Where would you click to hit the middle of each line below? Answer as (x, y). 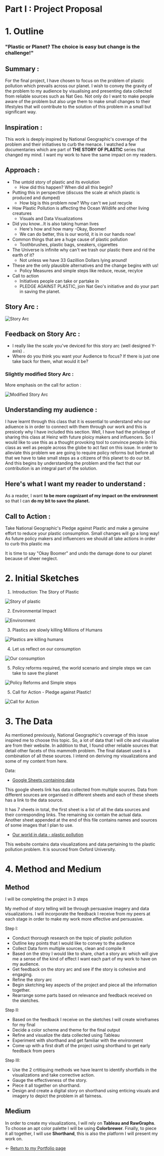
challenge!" (19, 53)
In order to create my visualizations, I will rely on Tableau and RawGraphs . (80, 1123)
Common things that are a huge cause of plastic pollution (70, 239)
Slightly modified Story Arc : (39, 374)
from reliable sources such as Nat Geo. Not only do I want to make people (80, 96)
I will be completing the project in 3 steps (47, 899)
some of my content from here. (36, 761)
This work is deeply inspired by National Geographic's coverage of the (76, 139)
